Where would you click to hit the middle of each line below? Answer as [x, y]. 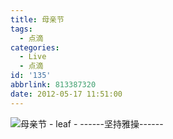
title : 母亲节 [37, 19]
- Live [33, 57]
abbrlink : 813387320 [53, 85]
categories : [35, 47]
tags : [21, 29]
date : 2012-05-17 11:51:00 [66, 94]
